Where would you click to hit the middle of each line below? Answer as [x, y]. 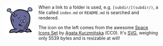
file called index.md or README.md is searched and [89, 12]
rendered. [49, 18]
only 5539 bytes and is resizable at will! [79, 38]
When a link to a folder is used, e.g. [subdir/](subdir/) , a [98, 7]
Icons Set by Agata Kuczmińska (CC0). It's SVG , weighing [98, 33]
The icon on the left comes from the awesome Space [93, 27]
